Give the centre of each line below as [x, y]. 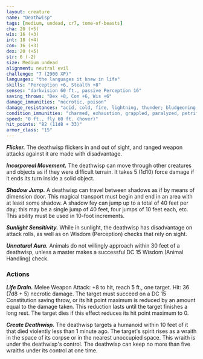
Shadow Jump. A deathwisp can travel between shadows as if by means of [101, 190]
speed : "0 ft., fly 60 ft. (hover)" [52, 119]
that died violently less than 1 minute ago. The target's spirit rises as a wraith [101, 331]
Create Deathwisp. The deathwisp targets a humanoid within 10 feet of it [97, 325]
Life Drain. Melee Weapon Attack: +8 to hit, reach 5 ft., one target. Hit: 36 [98, 288]
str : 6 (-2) [21, 57]
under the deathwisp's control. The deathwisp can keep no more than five [98, 344]
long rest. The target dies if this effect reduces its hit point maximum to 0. [98, 313]
